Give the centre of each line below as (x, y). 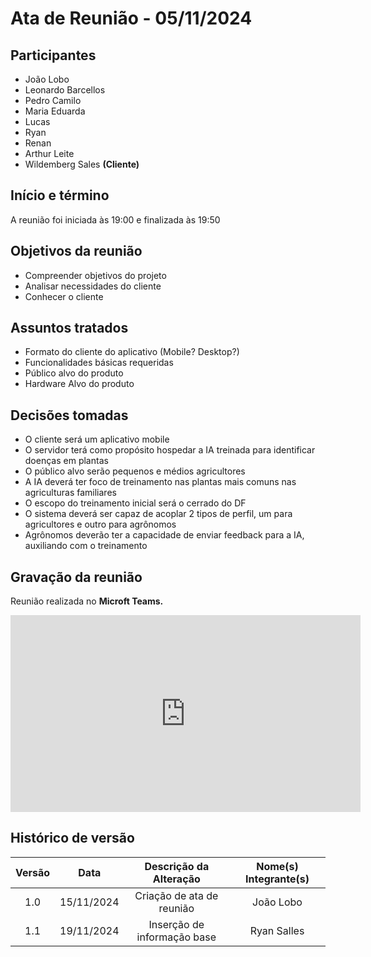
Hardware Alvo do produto (79, 384)
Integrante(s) (277, 879)
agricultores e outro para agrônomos (100, 524)
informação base (176, 937)
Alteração (176, 879)
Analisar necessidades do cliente (93, 286)
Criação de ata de (176, 895)
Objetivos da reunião (76, 251)
